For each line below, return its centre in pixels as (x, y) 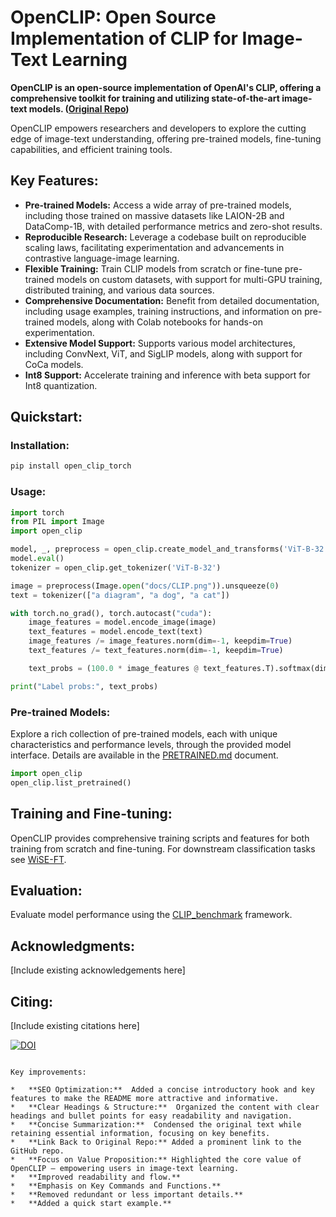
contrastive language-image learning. (102, 258)
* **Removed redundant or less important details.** (127, 1195)
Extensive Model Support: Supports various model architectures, (160, 343)
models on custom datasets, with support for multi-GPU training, (189, 279)
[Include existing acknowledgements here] (98, 970)
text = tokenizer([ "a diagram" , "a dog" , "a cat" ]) (120, 595)
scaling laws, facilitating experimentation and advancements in (154, 247)
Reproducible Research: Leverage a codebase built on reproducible (165, 237)
